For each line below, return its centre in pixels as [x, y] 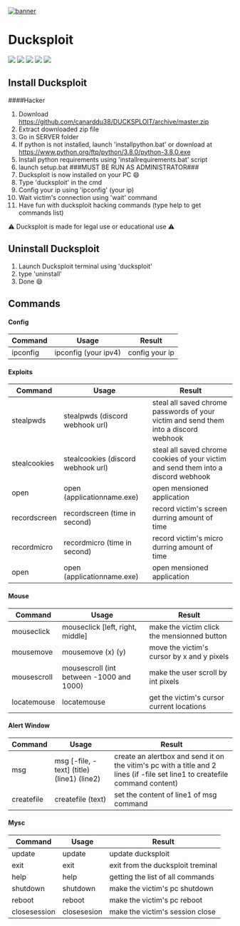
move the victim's [179, 648]
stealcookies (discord [100, 459]
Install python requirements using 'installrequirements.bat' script [113, 159]
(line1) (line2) [78, 778]
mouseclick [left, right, [100, 627]
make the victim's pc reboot [156, 900]
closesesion [82, 912]
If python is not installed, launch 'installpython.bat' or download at [115, 144]
